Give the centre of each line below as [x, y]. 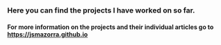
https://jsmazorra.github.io [48, 34]
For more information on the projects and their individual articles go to [110, 27]
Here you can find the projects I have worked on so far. [101, 10]
